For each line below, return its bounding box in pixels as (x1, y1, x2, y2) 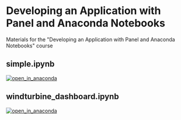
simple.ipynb (6, 59, 55, 69)
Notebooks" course (6, 42, 53, 49)
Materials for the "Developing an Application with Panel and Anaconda (6, 36, 175, 43)
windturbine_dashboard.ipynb (6, 92, 119, 102)
